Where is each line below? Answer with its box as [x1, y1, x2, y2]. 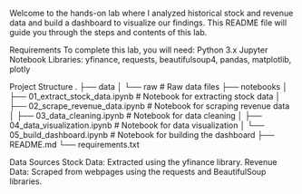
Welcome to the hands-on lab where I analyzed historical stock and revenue [9, 8, 294, 18]
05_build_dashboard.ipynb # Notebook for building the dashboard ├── [9, 130, 275, 140]
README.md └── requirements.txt [9, 140, 141, 150]
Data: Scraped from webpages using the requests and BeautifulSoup [9, 167, 267, 177]
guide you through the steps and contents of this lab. [9, 27, 208, 37]
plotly [9, 63, 31, 74]
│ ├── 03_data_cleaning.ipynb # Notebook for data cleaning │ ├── [9, 111, 263, 121]
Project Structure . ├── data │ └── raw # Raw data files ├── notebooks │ [9, 82, 288, 92]
